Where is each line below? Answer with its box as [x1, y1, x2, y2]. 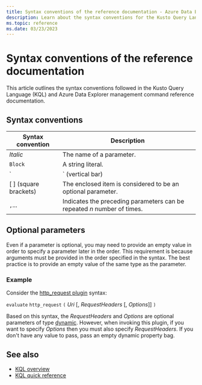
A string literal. [62, 161, 103, 168]
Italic [9, 150, 23, 159]
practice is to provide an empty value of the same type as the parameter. [6, 260, 186, 267]
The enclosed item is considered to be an [62, 180, 179, 188]
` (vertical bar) [62, 170, 103, 178]
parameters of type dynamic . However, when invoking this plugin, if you [6, 319, 185, 326]
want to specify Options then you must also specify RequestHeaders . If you [6, 325, 194, 332]
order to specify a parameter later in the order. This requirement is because [6, 247, 193, 255]
